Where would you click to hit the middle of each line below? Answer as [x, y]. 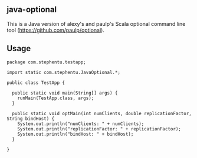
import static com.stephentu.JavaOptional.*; [63, 72]
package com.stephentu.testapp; [46, 62]
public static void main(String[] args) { [65, 93]
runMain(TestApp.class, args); [56, 98]
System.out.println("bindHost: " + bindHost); [75, 134]
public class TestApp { [36, 83]
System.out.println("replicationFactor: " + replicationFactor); [99, 129]
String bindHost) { [31, 119]
